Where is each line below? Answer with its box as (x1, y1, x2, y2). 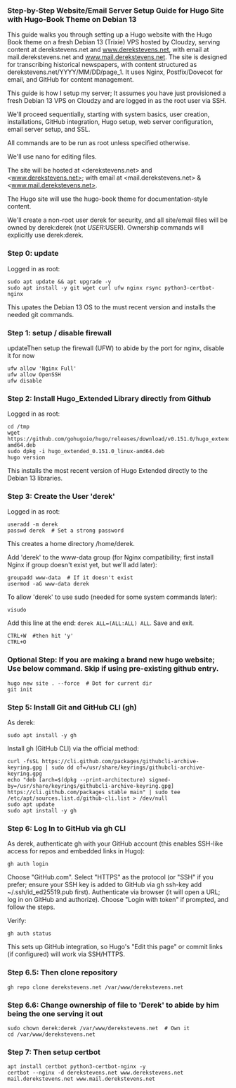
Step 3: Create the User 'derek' (7, 492, 116, 502)
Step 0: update (7, 249, 59, 259)
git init (7, 686, 33, 693)
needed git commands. (7, 310, 74, 319)
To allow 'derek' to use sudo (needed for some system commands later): (7, 593, 218, 601)
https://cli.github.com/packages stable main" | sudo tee (7, 789, 181, 796)
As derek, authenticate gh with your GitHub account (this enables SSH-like (7, 839, 223, 848)
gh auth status (7, 930, 52, 937)
